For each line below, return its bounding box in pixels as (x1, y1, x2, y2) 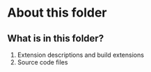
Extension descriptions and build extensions (17, 51, 145, 59)
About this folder (7, 5, 107, 21)
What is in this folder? (7, 33, 104, 44)
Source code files (17, 58, 68, 66)
